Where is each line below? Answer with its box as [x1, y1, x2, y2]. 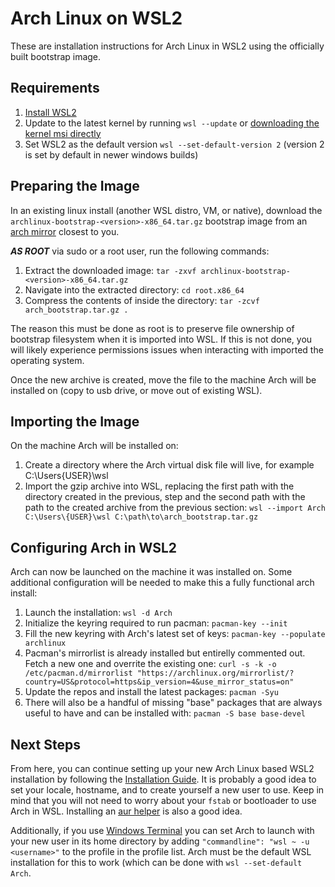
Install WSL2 [24, 106, 77, 118]
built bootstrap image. [10, 50, 102, 62]
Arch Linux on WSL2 [10, 7, 183, 30]
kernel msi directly [24, 127, 102, 139]
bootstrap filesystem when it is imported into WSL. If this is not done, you [10, 333, 313, 345]
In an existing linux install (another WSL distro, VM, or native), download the [10, 204, 323, 216]
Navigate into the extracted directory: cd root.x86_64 [24, 283, 245, 296]
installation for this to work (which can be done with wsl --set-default [10, 857, 303, 868]
